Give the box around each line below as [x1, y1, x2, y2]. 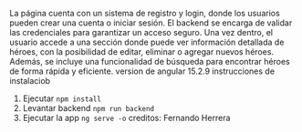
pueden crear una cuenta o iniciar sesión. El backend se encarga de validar [9, 17, 293, 28]
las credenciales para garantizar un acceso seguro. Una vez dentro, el [9, 27, 274, 37]
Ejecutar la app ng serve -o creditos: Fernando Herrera [22, 113, 231, 123]
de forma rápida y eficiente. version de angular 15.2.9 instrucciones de [9, 66, 276, 76]
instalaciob [9, 76, 51, 86]
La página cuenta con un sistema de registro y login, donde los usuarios [9, 8, 280, 18]
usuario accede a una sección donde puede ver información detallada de [9, 36, 285, 47]
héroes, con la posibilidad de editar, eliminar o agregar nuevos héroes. [9, 46, 275, 57]
